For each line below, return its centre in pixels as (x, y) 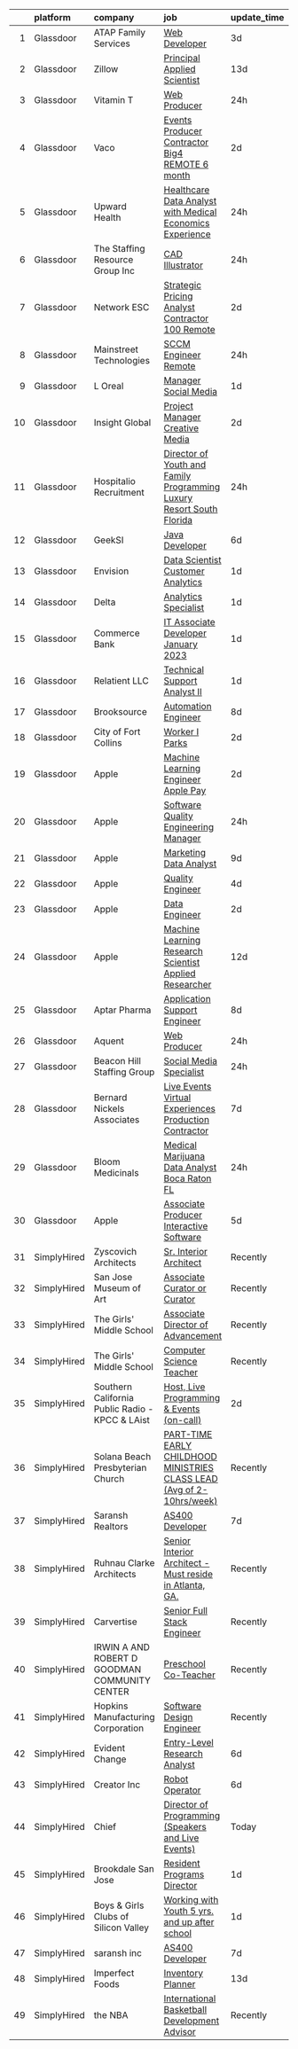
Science (180, 1361)
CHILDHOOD (190, 1456)
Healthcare (187, 190)
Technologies (122, 360)
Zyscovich (115, 1251)
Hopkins (111, 1706)
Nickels (109, 1109)
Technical (184, 670)
